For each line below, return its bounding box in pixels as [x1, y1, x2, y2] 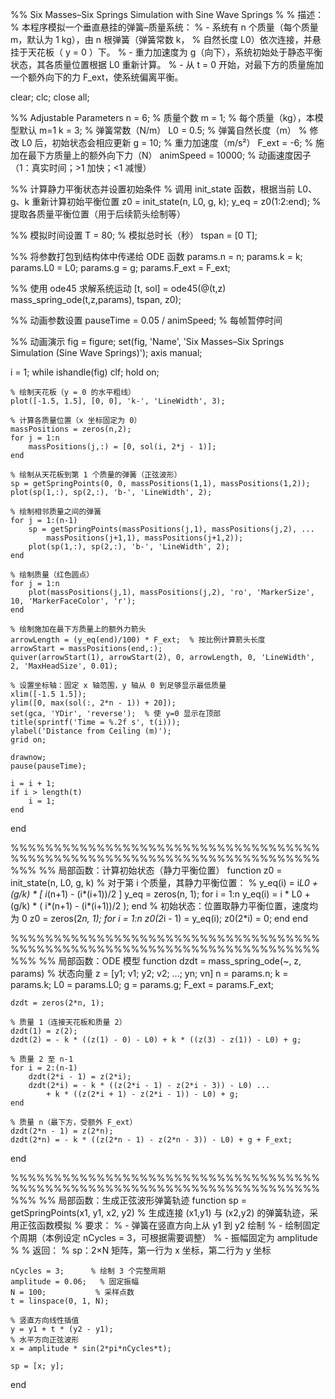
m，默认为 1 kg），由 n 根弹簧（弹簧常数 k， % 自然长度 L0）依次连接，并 [10, 34, 313, 45]
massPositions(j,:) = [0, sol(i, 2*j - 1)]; [28, 442, 217, 452]
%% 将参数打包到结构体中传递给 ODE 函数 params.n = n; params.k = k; [10, 251, 303, 262]
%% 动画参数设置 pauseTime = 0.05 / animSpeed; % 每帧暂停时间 [10, 314, 283, 326]
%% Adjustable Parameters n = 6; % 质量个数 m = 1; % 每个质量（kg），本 [10, 112, 315, 123]
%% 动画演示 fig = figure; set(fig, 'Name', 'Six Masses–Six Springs [10, 336, 285, 347]
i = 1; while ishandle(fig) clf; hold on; [10, 366, 160, 378]
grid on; [10, 735, 47, 745]
